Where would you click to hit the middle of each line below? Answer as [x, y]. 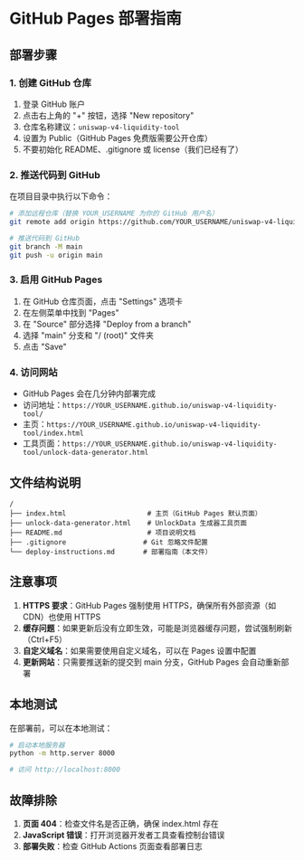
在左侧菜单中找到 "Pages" [71, 312]
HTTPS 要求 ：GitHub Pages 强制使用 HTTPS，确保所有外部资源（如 [149, 605]
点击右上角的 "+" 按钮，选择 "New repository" [108, 115]
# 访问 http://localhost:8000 [65, 770]
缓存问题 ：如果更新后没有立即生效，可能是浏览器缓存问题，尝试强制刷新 [157, 628]
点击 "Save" [44, 346]
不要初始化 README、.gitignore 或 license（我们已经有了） [133, 149]
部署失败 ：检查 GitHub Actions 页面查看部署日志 [112, 846]
